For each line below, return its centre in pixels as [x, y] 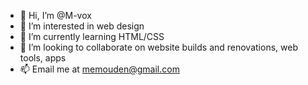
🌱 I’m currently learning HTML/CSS [92, 36]
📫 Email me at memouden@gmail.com [99, 69]
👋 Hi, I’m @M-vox [55, 15]
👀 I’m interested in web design [82, 26]
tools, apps [43, 58]
